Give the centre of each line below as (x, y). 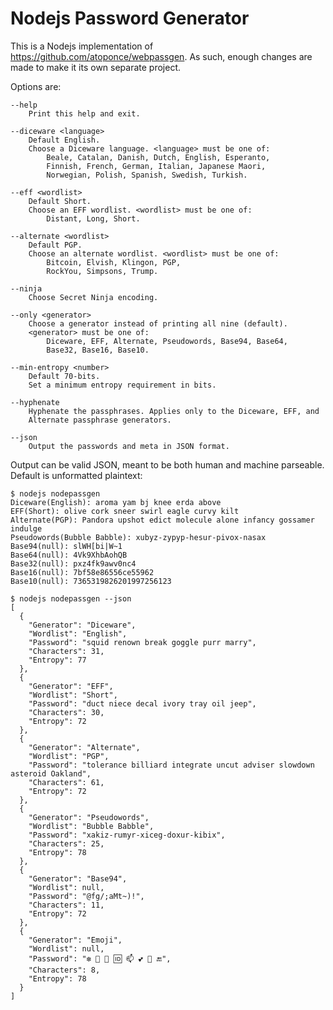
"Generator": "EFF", (71, 686)
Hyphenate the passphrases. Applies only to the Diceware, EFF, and (174, 411)
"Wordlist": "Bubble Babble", (91, 826)
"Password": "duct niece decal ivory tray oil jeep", (142, 703)
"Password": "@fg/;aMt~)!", (86, 896)
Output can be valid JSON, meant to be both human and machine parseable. (167, 464)
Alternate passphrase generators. (100, 420)
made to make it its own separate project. (96, 67)
